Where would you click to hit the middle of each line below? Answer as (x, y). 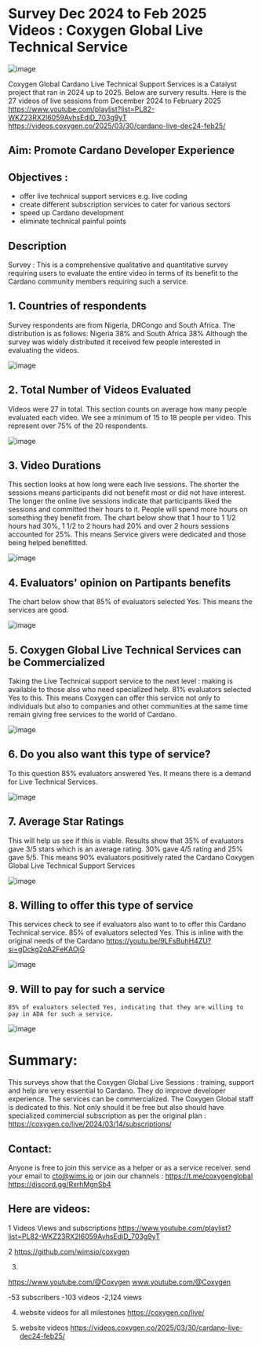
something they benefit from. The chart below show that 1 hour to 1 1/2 (122, 518)
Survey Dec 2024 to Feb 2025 (107, 14)
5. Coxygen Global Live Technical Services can (125, 650)
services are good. (38, 610)
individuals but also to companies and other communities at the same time (128, 706)
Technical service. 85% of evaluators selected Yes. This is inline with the (126, 932)
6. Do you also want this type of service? (109, 755)
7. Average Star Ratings (66, 822)
